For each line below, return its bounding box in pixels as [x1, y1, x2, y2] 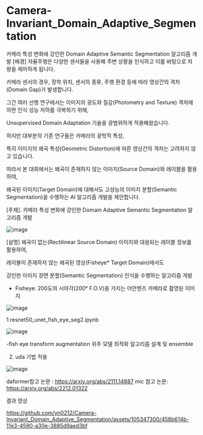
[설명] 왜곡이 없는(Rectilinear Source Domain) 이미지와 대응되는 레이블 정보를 [6, 238, 192, 245]
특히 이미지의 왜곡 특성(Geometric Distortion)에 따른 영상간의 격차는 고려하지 [6, 145, 190, 152]
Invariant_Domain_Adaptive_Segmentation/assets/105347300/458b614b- [6, 416, 190, 423]
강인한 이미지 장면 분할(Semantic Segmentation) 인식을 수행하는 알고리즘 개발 [6, 271, 193, 279]
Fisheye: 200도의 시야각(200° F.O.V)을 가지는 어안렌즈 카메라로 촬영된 [15, 284, 184, 291]
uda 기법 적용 [15, 353, 47, 360]
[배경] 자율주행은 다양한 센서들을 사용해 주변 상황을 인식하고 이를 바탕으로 [12, 58, 187, 65]
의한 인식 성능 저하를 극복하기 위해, [6, 106, 89, 113]
